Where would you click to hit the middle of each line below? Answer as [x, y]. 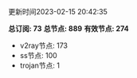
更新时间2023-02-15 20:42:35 [58, 12]
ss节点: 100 [38, 55]
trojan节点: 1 [39, 65]
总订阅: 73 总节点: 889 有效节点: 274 [68, 29]
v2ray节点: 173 [44, 45]
